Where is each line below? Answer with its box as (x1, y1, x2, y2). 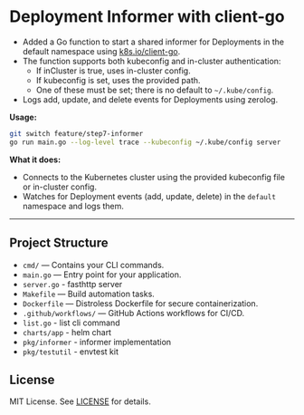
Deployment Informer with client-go (9, 6, 285, 27)
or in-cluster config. (22, 181, 98, 192)
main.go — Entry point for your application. (22, 269, 182, 280)
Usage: (9, 111, 38, 122)
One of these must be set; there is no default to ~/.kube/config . (35, 84, 274, 95)
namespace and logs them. (22, 200, 125, 211)
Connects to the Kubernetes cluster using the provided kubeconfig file (22, 171, 285, 182)
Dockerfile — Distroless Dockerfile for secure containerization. (22, 297, 259, 309)
